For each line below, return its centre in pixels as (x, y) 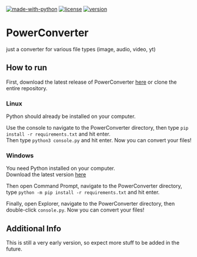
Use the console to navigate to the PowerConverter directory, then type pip (97, 128)
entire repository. (27, 88)
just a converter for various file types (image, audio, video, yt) (81, 49)
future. (14, 249)
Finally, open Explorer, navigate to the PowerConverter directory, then (91, 204)
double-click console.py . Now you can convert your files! (75, 210)
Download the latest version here (46, 174)
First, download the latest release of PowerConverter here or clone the (91, 82)
